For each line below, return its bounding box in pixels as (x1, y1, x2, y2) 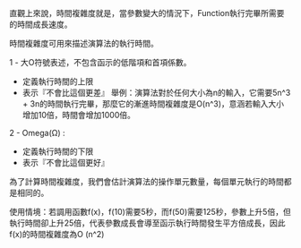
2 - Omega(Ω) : (9, 128, 65, 138)
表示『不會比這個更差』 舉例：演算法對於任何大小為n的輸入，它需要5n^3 (21, 88, 291, 98)
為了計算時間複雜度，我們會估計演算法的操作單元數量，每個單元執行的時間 (9, 176, 284, 186)
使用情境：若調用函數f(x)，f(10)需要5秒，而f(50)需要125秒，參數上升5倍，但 (9, 207, 291, 217)
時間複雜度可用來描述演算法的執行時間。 (9, 38, 159, 48)
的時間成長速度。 (9, 19, 73, 30)
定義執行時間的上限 (21, 76, 94, 87)
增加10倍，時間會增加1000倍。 (21, 110, 136, 120)
